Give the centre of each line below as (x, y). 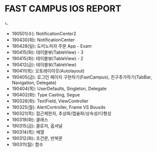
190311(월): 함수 (27, 144)
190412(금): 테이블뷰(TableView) (44, 65)
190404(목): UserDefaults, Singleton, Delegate (59, 88)
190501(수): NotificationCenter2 (44, 33)
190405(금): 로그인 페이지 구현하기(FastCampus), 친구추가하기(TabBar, (82, 77)
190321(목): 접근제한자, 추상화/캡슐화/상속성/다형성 (62, 113)
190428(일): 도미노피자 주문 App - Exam (52, 46)
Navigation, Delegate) (34, 82)
